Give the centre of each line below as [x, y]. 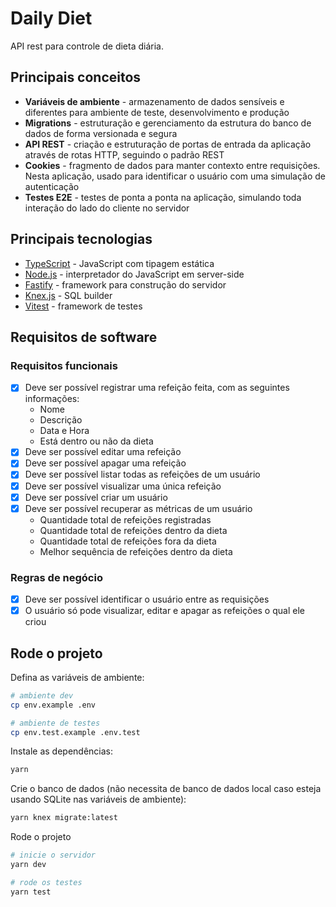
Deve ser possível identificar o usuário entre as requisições [147, 599]
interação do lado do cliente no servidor [107, 208]
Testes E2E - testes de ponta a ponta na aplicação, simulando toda [163, 197]
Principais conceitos [76, 77]
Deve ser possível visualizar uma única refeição [123, 486]
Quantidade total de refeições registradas [125, 519]
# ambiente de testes [55, 723]
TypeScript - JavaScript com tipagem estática [119, 263]
